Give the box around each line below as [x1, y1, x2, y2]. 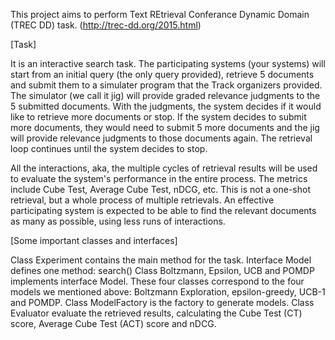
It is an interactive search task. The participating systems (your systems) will [10, 58, 326, 69]
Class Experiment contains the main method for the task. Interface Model [10, 254, 312, 266]
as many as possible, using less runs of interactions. [10, 215, 226, 227]
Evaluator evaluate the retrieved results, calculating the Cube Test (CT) [10, 307, 303, 319]
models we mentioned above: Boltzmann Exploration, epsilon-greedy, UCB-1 [10, 286, 326, 298]
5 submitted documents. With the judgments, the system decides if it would [10, 100, 322, 112]
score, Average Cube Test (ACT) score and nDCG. [10, 318, 217, 329]
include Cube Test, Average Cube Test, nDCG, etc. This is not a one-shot [10, 184, 311, 195]
